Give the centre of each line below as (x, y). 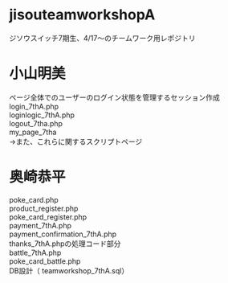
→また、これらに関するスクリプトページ (76, 141)
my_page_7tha (33, 132)
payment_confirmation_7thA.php (63, 234)
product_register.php (44, 208)
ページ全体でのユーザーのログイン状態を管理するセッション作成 (114, 97)
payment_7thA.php (40, 225)
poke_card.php (34, 199)
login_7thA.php (34, 106)
